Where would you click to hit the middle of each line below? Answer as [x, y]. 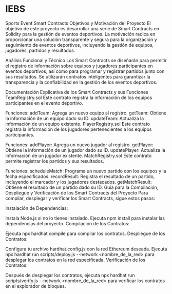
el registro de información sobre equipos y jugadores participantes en [79, 66]
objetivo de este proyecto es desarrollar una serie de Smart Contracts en [82, 28]
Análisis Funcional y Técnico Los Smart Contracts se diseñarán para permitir [86, 60]
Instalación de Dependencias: [37, 208]
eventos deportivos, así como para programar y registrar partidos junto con [85, 71]
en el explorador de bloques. [36, 286]
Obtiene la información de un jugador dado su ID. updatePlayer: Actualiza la [85, 150]
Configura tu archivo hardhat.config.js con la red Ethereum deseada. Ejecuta [86, 249]
